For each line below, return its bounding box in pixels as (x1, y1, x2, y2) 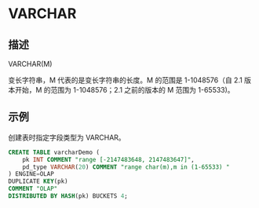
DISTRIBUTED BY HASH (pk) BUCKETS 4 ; (8, 192, 128, 200)
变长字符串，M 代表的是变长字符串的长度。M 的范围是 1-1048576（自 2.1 (8, 75, 243, 85)
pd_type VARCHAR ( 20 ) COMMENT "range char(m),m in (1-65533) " (22, 162, 230, 171)
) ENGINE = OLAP (8, 170, 55, 178)
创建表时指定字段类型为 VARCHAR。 (8, 133, 126, 142)
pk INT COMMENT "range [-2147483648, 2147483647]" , (22, 155, 195, 163)
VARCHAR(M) (8, 60, 53, 68)
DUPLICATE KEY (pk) (8, 177, 68, 185)
